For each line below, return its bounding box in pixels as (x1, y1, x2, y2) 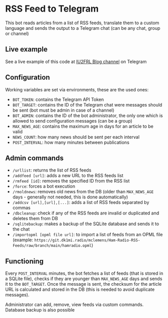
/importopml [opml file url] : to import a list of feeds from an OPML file (12, 232, 163, 238)
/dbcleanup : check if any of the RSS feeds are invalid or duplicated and (12, 210, 159, 216)
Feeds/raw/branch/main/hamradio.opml (12, 243, 92, 248)
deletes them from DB (12, 216, 58, 222)
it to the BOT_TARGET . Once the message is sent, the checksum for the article (5, 281, 162, 287)
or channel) (5, 30, 29, 36)
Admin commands (5, 153, 64, 162)
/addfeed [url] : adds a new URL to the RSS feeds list (12, 173, 124, 179)
